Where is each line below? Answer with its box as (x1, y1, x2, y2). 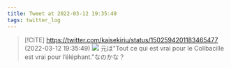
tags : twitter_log (7, 17, 61, 24)
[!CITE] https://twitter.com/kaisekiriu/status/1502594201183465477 (24, 35, 218, 44)
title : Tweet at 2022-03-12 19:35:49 (7, 10, 117, 17)
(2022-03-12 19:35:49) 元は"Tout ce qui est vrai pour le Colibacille (24, 44, 225, 52)
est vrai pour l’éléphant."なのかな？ (24, 53, 126, 61)
